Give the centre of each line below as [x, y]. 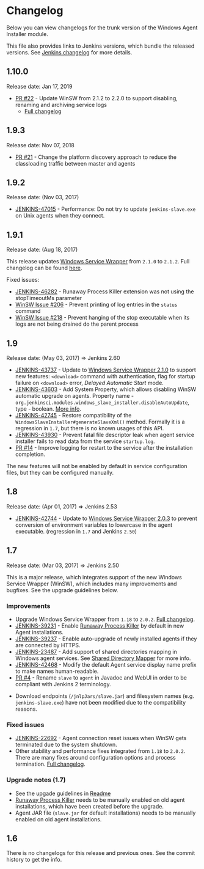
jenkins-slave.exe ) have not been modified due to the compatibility [100, 702]
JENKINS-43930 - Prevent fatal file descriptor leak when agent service [104, 435]
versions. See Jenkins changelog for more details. [69, 52]
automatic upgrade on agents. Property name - [75, 396]
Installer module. [27, 34]
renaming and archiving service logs [61, 105]
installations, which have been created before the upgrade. [89, 806]
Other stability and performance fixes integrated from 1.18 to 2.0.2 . [100, 751]
